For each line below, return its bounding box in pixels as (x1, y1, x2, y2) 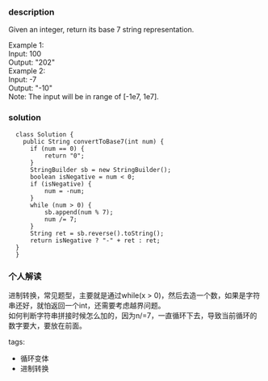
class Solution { (15, 130, 74, 139)
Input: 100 (8, 49, 42, 59)
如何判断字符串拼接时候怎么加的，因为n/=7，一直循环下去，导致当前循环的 (8, 310, 258, 320)
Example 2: (8, 66, 46, 76)
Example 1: (8, 40, 44, 50)
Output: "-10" (8, 83, 52, 93)
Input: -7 (8, 75, 37, 85)
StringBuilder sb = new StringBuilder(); (29, 165, 172, 174)
